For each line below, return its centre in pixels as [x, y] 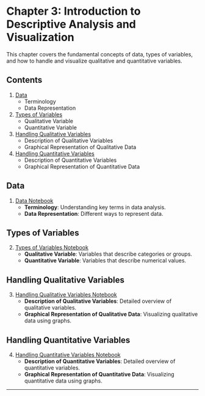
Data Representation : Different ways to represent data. [94, 213]
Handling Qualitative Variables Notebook [66, 295]
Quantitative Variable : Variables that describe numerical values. [105, 261]
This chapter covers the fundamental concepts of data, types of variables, [100, 54]
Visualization [40, 37]
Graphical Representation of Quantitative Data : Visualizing [99, 374]
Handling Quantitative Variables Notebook [68, 355]
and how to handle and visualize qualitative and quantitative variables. [94, 61]
